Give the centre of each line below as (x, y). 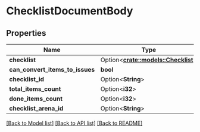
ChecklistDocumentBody (70, 11)
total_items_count (35, 89)
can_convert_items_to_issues (52, 70)
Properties (26, 33)
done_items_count (36, 99)
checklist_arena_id (36, 108)
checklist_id (27, 79)
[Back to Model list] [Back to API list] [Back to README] (74, 123)
